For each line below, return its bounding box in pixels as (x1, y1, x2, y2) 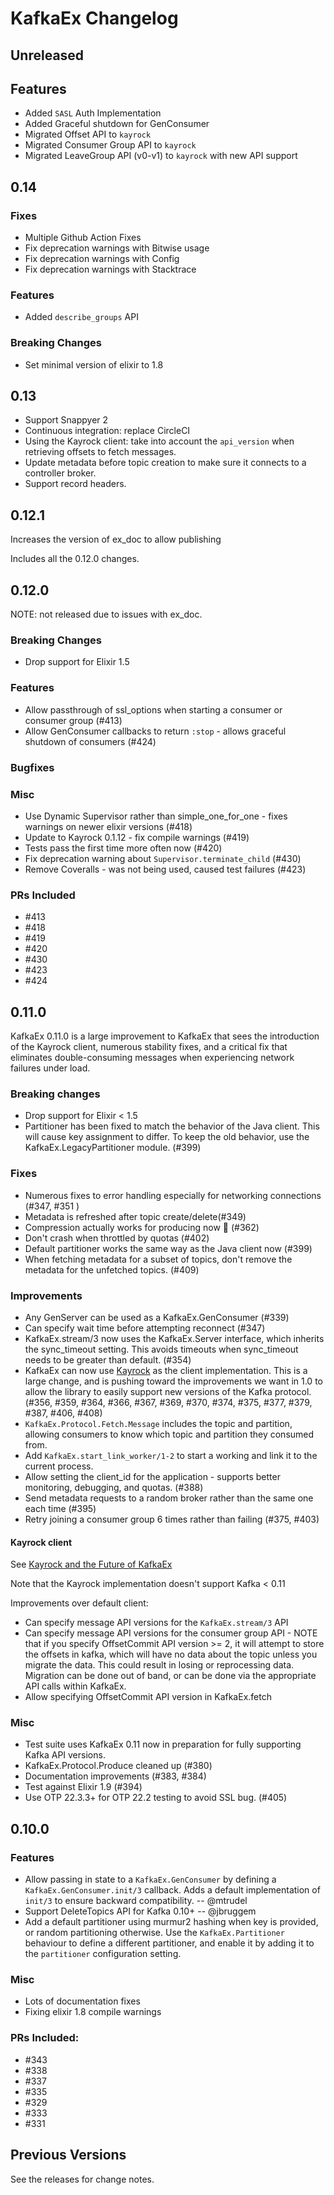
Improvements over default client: (10, 1597, 149, 1609)
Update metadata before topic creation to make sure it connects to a (24, 457, 307, 469)
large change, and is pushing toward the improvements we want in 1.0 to (24, 1375, 323, 1387)
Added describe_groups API (24, 311, 139, 323)
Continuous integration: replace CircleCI (24, 425, 191, 437)
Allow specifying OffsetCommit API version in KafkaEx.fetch (24, 1691, 272, 1703)
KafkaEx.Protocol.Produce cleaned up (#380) (24, 1760, 213, 1772)
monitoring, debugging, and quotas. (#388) (24, 1481, 204, 1493)
